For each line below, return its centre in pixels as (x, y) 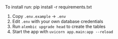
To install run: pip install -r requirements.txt (48, 7)
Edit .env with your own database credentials (58, 21)
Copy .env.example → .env (39, 16)
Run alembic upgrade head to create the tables (59, 26)
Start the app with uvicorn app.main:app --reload (63, 32)
